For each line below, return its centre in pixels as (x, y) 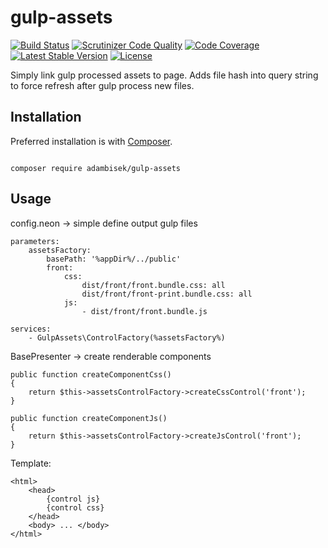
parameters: (35, 241)
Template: (31, 463)
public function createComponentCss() (91, 374)
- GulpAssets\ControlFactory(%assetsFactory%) (127, 337)
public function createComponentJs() (89, 418)
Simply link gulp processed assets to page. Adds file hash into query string (164, 75)
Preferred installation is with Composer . (91, 141)
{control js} (73, 499)
